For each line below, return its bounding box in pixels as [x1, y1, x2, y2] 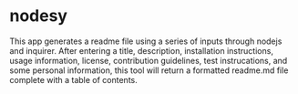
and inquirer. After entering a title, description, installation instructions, [9, 45, 273, 56]
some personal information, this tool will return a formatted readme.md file [9, 65, 289, 76]
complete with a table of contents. [9, 74, 139, 85]
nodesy [9, 5, 68, 26]
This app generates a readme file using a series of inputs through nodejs [9, 36, 283, 47]
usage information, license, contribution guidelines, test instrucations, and [9, 55, 288, 66]
